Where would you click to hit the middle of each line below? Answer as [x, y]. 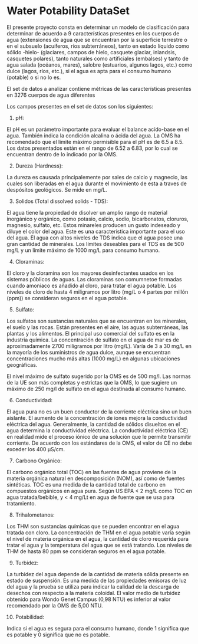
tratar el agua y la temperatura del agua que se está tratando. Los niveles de [99, 545]
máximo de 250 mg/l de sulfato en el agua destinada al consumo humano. [97, 389]
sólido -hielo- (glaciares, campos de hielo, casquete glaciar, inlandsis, [91, 52]
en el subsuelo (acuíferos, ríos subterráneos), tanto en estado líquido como [98, 46]
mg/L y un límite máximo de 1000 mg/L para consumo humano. [83, 250]
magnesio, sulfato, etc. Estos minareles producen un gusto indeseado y [93, 225]
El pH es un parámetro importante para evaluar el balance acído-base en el [98, 129]
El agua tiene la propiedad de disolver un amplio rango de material [87, 212]
